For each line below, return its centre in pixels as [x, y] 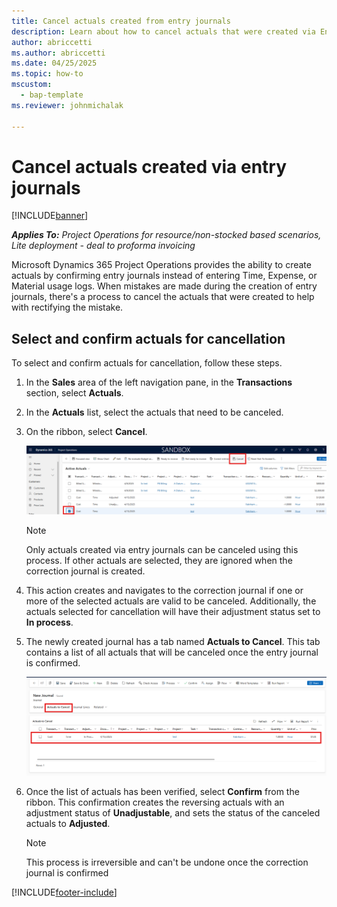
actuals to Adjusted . [68, 823]
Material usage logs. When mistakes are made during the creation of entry [164, 286]
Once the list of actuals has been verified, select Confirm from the [162, 791]
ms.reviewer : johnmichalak [67, 105]
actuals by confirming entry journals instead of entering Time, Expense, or [164, 276]
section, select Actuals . [74, 393]
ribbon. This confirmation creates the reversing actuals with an [155, 802]
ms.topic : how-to [47, 74]
